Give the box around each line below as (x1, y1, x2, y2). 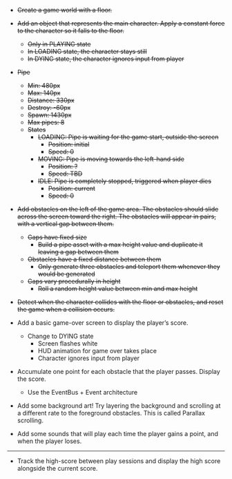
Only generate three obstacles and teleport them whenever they (37, 263, 221, 270)
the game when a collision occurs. (17, 306, 115, 313)
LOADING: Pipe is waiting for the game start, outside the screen (37, 133, 219, 141)
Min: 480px (27, 82, 61, 89)
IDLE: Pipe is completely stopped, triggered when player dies (37, 177, 212, 185)
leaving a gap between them (37, 248, 119, 256)
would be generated (37, 270, 95, 278)
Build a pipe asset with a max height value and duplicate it (37, 241, 204, 248)
